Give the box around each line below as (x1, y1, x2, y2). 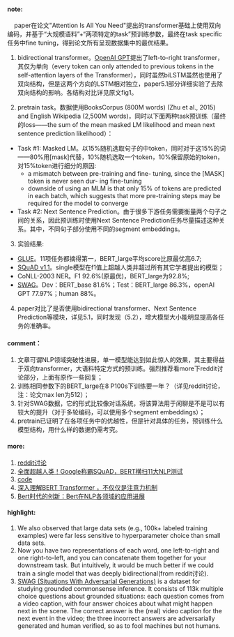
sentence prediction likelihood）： (17, 129, 114, 138)
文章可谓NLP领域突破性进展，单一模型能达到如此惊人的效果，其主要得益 (17, 356, 225, 364)
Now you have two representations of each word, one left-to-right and (17, 546, 219, 554)
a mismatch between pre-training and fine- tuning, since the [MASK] (27, 170, 225, 178)
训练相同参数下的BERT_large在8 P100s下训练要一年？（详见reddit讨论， (17, 382, 224, 390)
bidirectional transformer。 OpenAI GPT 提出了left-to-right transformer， (17, 54, 224, 62)
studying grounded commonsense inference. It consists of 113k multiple (17, 584, 224, 592)
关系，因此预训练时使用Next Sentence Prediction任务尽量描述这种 (29, 216, 219, 225)
